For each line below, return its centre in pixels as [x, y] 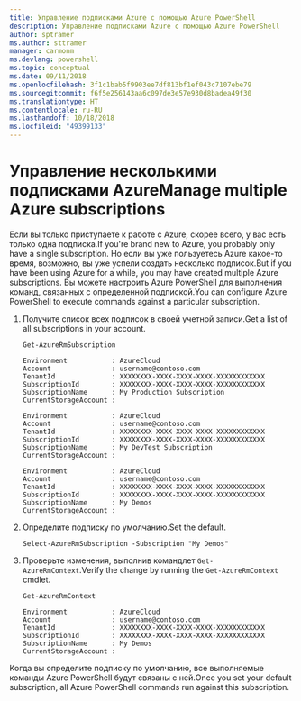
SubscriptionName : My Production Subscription [123, 392]
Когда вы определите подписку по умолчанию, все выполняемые [137, 668]
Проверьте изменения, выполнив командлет [109, 560]
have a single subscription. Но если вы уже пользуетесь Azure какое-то [146, 253]
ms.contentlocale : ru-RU [56, 110]
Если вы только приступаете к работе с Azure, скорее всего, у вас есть [148, 234]
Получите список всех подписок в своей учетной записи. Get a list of [155, 319]
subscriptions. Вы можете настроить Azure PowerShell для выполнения [146, 282]
